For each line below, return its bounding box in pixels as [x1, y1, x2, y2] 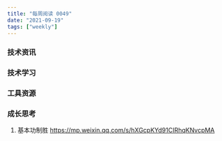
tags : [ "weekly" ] [7, 23, 58, 30]
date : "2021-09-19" [7, 17, 64, 24]
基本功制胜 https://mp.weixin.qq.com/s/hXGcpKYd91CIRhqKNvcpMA [17, 126, 215, 135]
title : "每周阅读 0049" [7, 10, 72, 17]
